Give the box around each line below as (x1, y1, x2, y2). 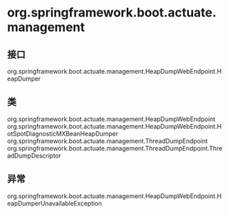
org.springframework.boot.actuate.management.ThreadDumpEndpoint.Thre (7, 144, 223, 152)
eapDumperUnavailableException (7, 199, 102, 207)
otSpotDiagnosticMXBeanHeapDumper (7, 129, 119, 138)
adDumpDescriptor (7, 151, 61, 160)
